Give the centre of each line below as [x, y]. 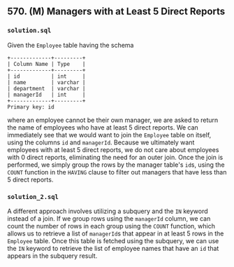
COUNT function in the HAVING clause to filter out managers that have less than [117, 172]
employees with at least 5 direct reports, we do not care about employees [113, 149]
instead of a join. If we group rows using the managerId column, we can [109, 218]
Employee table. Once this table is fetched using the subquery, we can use [113, 240]
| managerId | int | [46, 95]
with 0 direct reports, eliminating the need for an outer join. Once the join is [115, 157]
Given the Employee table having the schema [71, 45]
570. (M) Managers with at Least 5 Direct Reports [116, 12]
